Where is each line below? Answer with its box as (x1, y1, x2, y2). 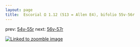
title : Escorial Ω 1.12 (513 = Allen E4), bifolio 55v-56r (5, 12, 135, 17)
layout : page (5, 7, 33, 13)
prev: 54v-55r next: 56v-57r (5, 26, 63, 32)
